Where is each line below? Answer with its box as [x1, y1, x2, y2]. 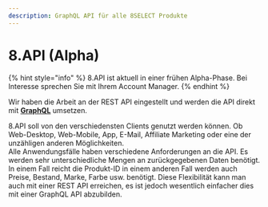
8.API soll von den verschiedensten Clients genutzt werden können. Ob [8, 121, 243, 131]
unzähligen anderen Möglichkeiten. [8, 138, 124, 148]
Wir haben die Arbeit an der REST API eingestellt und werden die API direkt [8, 97, 256, 107]
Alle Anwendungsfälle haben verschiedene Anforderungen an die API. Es [8, 146, 249, 156]
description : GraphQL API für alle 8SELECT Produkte [8, 11, 188, 20]
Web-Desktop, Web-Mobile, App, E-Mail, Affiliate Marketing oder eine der [8, 129, 252, 139]
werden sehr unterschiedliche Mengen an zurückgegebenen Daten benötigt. [8, 155, 261, 164]
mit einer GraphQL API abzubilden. [8, 189, 122, 199]
